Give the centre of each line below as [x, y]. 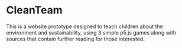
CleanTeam [35, 10]
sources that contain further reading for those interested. [75, 39]
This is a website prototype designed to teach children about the [85, 26]
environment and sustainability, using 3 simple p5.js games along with [91, 32]
